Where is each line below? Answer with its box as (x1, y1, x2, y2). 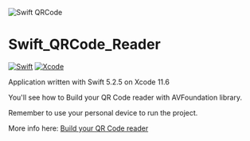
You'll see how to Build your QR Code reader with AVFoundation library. (8, 92, 243, 102)
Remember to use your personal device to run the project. (8, 108, 198, 117)
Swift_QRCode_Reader (8, 36, 161, 53)
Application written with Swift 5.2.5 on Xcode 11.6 (8, 76, 170, 87)
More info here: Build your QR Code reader (8, 123, 149, 133)
